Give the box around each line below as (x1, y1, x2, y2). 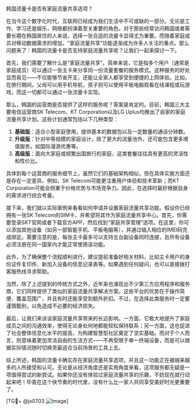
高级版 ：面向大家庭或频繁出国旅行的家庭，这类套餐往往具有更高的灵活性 (14, 150, 188, 157)
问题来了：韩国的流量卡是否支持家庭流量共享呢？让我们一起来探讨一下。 (6, 47, 180, 54)
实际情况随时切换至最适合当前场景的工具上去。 (10, 344, 124, 351)
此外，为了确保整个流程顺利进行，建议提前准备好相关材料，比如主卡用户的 (6, 254, 185, 260)
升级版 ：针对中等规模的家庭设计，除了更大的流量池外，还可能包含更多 (14, 135, 184, 142)
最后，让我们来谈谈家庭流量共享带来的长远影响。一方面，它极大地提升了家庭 (6, 315, 190, 322)
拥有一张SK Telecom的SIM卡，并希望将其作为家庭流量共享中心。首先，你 (6, 211, 183, 218)
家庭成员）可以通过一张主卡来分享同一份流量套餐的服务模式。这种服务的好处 (6, 67, 190, 73)
